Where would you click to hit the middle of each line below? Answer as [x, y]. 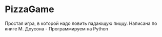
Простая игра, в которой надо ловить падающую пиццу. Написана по [81, 23]
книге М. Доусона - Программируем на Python [57, 28]
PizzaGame [29, 9]
